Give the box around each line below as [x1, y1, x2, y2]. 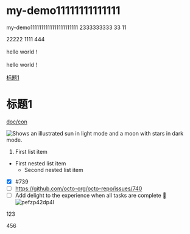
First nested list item [15, 159, 66, 167]
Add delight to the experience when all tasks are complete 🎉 [15, 192, 166, 199]
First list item [15, 148, 47, 155]
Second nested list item [24, 166, 83, 173]
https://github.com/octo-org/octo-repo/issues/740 [15, 185, 142, 192]
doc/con [6, 118, 27, 125]
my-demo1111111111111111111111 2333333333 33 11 [6, 24, 127, 31]
